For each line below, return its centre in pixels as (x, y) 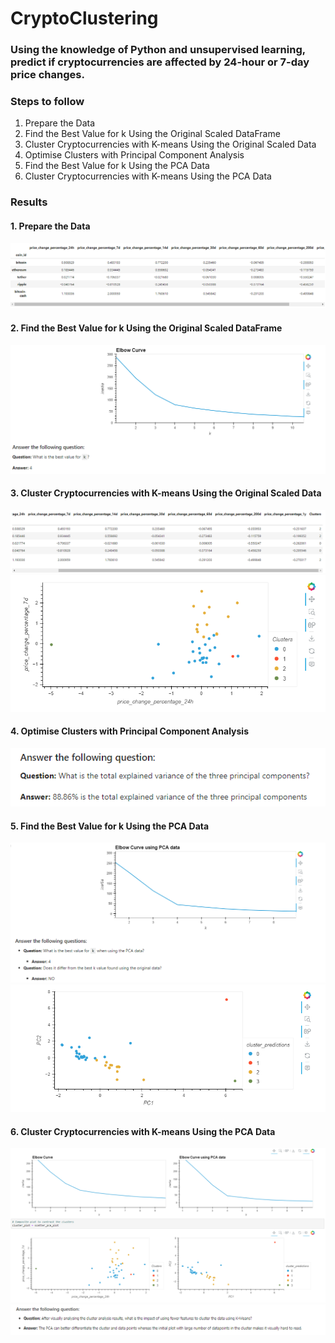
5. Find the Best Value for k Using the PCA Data (110, 826)
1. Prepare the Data (50, 226)
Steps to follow (47, 102)
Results (29, 202)
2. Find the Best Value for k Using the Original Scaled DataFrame (146, 328)
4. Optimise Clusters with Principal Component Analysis (129, 731)
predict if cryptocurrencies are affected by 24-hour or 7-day (160, 62)
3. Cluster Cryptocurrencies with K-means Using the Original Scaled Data (166, 493)
